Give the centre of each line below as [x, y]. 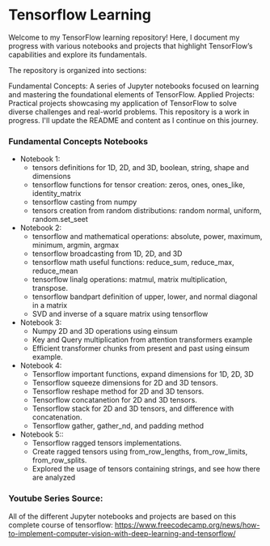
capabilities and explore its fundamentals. [78, 54]
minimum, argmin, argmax [76, 245]
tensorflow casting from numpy [84, 202]
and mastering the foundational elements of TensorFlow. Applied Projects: [131, 94]
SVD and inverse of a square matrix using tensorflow [120, 314]
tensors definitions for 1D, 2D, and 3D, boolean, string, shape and [140, 168]
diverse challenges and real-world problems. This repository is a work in [129, 112]
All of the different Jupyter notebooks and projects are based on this [122, 516]
